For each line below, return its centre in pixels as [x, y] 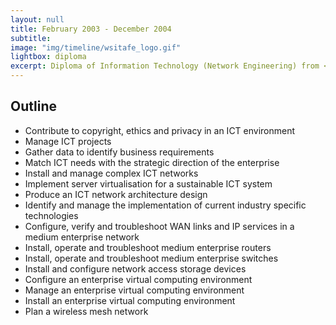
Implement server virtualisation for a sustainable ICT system [148, 183]
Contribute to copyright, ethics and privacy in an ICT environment [160, 130]
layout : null [37, 19]
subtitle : [31, 38]
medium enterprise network [82, 237]
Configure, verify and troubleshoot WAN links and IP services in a [159, 226]
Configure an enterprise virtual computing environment [138, 279]
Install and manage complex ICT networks [111, 173]
